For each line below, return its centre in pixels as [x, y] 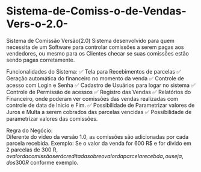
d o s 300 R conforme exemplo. [42, 162]
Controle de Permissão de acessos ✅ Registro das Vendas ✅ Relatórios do [99, 92]
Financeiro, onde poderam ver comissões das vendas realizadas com [92, 98]
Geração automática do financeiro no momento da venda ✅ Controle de [95, 78]
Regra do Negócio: [29, 130]
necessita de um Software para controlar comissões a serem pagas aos [95, 47]
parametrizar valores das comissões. [52, 118]
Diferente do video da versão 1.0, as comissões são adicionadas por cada [97, 136]
